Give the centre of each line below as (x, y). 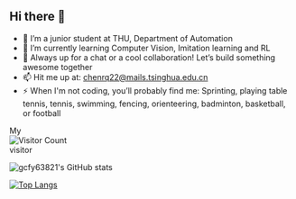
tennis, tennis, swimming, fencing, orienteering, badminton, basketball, (154, 104)
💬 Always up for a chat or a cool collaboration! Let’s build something (149, 57)
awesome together (57, 67)
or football (42, 113)
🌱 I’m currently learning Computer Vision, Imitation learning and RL (146, 48)
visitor (21, 149)
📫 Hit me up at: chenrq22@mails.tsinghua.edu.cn (115, 77)
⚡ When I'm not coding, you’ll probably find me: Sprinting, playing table (155, 90)
